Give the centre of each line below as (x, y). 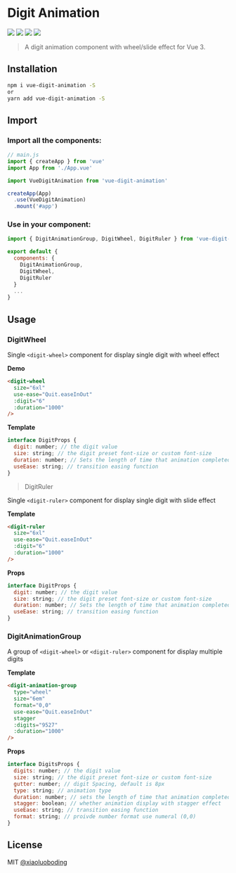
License (25, 845)
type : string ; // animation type (63, 790)
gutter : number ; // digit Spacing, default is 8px (89, 784)
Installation (32, 69)
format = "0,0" (33, 705)
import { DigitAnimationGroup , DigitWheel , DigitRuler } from (100, 239)
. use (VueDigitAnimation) (50, 200)
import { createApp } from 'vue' (56, 161)
